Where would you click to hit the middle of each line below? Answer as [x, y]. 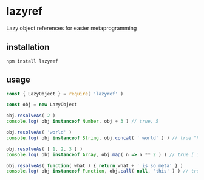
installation [28, 47]
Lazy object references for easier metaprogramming [72, 28]
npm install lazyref [32, 61]
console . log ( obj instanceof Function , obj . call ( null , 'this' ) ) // [97, 171]
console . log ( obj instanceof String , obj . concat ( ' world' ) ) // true [99, 138]
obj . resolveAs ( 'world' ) [39, 133]
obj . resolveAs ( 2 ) [31, 116]
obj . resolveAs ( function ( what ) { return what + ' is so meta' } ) [95, 165]
